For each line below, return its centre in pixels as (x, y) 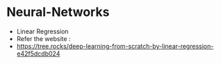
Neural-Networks (58, 12)
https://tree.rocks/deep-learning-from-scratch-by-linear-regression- (115, 46)
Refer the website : (43, 38)
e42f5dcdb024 (38, 54)
